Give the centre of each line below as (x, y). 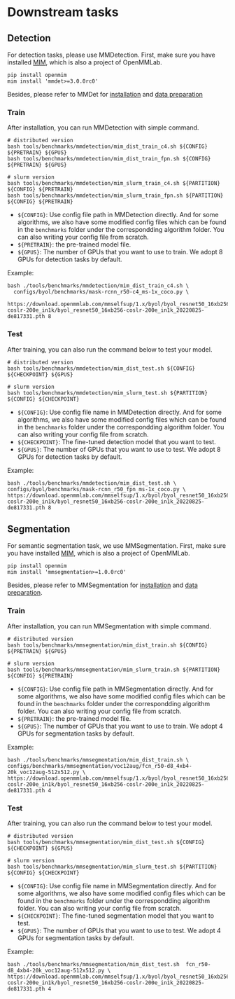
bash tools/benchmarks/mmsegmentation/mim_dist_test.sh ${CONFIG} (106, 842)
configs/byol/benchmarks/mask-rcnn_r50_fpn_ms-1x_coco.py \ (97, 489)
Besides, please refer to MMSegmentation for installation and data (102, 585)
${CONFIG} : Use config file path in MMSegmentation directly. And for (115, 689)
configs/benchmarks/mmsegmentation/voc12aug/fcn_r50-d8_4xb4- (100, 766)
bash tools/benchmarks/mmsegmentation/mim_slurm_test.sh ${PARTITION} (112, 867)
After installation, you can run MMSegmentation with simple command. (109, 626)
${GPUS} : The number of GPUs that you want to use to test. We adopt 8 (119, 449)
